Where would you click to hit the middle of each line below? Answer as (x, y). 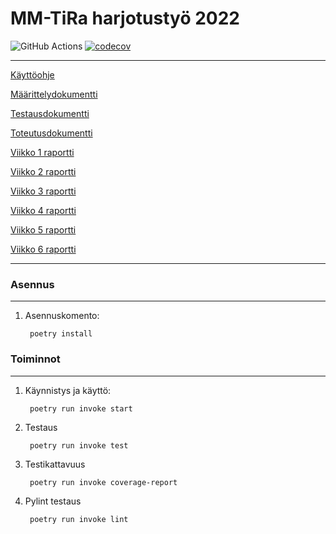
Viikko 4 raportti (43, 210)
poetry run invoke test (79, 445)
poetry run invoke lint (79, 519)
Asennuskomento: (62, 316)
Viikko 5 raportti (43, 229)
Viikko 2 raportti (43, 171)
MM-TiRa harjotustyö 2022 (125, 18)
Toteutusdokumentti (51, 133)
